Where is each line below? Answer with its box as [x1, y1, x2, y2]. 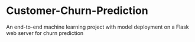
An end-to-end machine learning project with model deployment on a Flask [6, 23, 189, 30]
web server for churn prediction [6, 29, 84, 36]
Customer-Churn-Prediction [6, 4, 149, 17]
